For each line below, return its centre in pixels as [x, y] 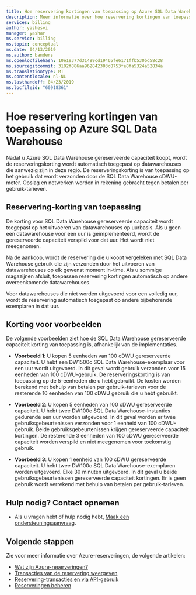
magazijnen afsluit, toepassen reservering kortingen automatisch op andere [97, 276]
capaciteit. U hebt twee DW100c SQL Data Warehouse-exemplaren [95, 466]
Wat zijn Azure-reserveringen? [51, 567]
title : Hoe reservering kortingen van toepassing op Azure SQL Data [91, 11]
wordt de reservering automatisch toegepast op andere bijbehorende [89, 300]
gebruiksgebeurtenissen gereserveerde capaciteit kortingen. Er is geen [100, 478]
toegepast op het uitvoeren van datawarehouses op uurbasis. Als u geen [93, 227]
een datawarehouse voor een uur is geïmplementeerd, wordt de [83, 233]
